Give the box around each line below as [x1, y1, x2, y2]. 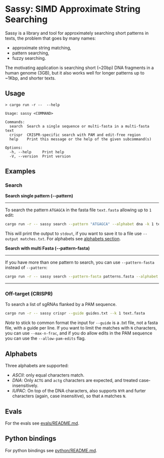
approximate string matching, [12, 45, 72, 51]
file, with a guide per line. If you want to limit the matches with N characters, [5, 325, 157, 331]
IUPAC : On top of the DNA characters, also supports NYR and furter [12, 388, 146, 394]
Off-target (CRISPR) [5, 290, 53, 297]
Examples [5, 167, 36, 176]
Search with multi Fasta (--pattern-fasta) [5, 245, 90, 251]
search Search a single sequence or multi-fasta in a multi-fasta [9, 124, 150, 128]
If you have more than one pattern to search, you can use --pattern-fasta [5, 259, 155, 265]
